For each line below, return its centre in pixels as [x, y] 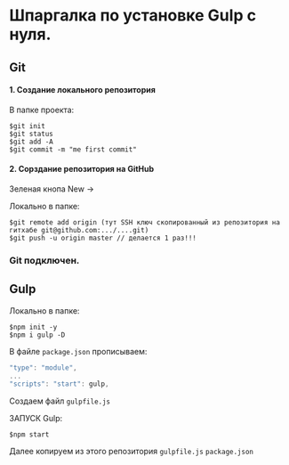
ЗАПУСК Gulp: [36, 419]
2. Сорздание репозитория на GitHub [82, 169]
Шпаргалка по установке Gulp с [132, 16]
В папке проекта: [42, 110]
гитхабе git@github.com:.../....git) [79, 230]
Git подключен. [44, 260]
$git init [28, 126]
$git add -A [31, 142]
